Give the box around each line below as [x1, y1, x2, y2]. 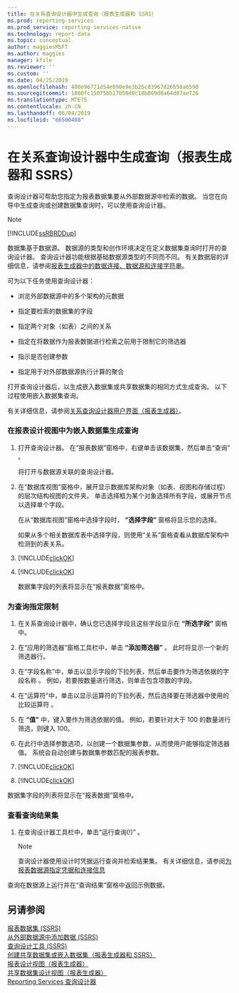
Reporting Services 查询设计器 [7, 977, 97, 986]
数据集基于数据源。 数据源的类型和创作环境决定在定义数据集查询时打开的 [7, 243, 221, 252]
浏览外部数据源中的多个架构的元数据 [17, 291, 124, 300]
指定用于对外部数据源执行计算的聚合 [17, 367, 124, 376]
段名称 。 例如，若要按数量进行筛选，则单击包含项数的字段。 [17, 676, 196, 685]
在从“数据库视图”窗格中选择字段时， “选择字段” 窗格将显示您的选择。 [17, 515, 221, 524]
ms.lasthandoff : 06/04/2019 [7, 110, 91, 117]
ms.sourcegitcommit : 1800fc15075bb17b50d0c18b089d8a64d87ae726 [7, 90, 199, 97]
